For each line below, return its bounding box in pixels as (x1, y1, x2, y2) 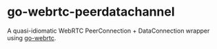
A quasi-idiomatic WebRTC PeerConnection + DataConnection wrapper (7, 27, 210, 35)
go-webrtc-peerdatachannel (7, 4, 175, 20)
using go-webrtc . (7, 33, 56, 42)
